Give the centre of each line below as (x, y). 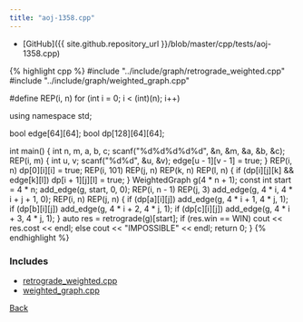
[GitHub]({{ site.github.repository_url (91, 44)
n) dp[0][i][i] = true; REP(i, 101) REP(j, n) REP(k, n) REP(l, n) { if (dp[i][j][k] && (152, 170)
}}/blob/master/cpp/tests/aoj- (216, 44)
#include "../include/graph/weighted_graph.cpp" (100, 80)
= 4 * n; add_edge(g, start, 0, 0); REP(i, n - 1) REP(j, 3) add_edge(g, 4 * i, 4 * (151, 189)
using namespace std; (51, 115)
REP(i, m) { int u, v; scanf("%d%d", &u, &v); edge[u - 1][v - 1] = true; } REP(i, (151, 161)
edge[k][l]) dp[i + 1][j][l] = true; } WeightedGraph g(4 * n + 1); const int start (151, 180)
